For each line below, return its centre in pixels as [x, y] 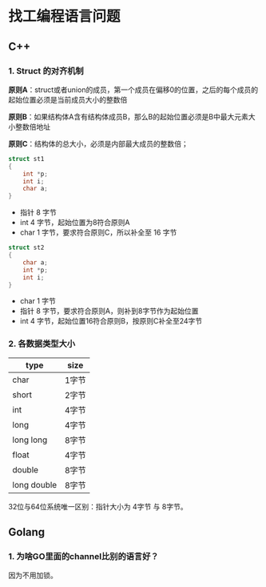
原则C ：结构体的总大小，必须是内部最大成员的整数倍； [99, 143]
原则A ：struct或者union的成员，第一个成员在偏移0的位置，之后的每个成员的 [133, 90]
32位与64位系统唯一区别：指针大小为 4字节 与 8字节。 [98, 506]
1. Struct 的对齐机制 [46, 70]
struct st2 [26, 248]
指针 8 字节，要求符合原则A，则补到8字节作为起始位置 [109, 311]
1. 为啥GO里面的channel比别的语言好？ [83, 556]
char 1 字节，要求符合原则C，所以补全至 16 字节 [98, 232]
